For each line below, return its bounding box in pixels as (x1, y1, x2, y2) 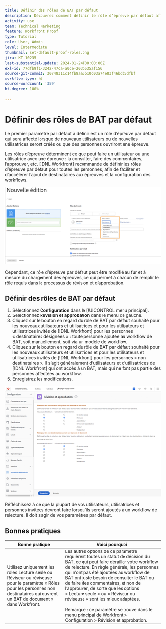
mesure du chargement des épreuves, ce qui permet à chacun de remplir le (5, 274, 159, 280)
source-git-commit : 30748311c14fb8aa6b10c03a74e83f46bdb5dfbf (5, 71, 136, 76)
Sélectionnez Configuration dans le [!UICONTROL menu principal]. (12, 307, 149, 313)
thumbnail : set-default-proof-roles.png (5, 50, 90, 55)
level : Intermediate (5, 45, 48, 50)
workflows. (5, 177, 28, 183)
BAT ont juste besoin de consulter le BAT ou (65, 574, 154, 581)
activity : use (5, 18, 35, 23)
